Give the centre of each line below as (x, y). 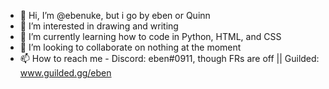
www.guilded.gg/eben (65, 73)
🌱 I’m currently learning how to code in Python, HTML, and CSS (150, 36)
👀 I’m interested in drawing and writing (99, 26)
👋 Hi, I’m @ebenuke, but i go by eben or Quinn (115, 15)
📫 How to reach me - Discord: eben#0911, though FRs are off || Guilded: (169, 58)
